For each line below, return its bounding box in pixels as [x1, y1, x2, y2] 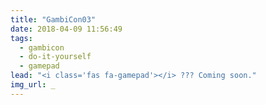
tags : [10, 33, 33, 43]
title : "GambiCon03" [10, 14, 97, 25]
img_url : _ [10, 80, 56, 90]
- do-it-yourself [19, 52, 92, 62]
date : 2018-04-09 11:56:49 [10, 24, 123, 34]
